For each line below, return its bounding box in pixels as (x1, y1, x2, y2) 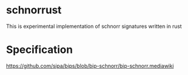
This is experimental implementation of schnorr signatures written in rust (6, 23, 182, 30)
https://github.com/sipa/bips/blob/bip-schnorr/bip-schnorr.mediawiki (6, 62, 174, 69)
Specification (6, 43, 73, 56)
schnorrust (6, 3, 62, 17)
